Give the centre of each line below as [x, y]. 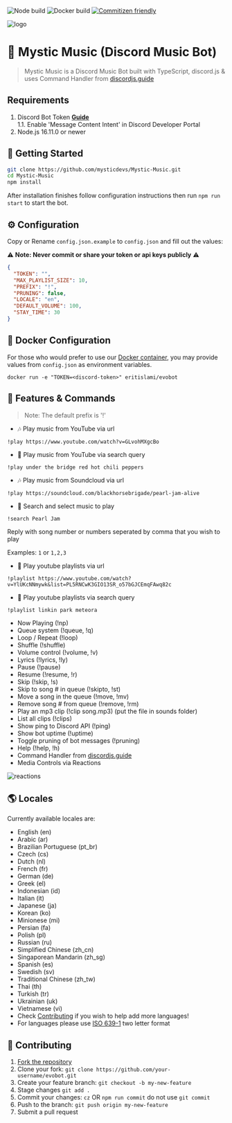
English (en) [34, 832]
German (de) [35, 877]
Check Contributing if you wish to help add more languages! [103, 1016]
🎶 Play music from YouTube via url [66, 429]
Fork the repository [45, 1062]
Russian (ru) [35, 942]
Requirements [38, 100]
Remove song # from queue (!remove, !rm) [78, 703]
